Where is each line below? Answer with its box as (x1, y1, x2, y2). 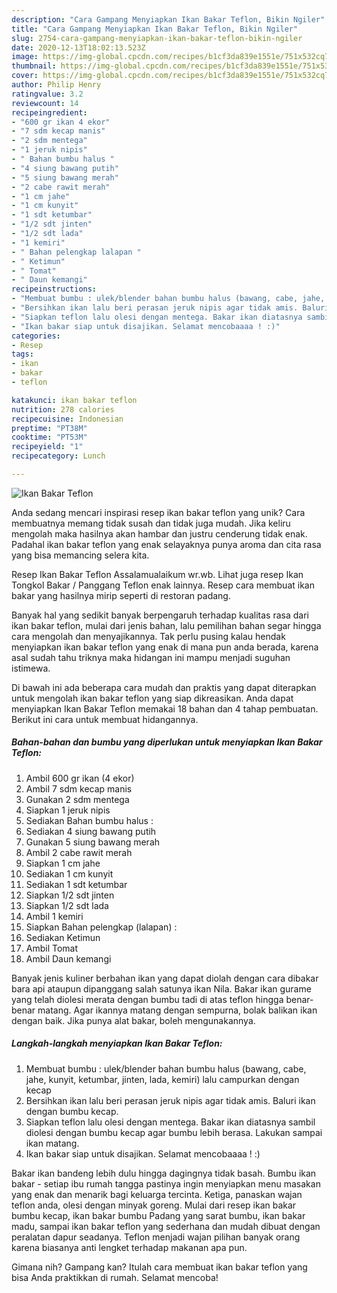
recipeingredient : (11, 107, 88, 118)
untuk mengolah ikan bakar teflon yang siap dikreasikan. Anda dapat (11, 692, 294, 704)
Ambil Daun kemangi (25, 952, 112, 965)
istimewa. (11, 662, 51, 674)
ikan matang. (25, 1137, 80, 1149)
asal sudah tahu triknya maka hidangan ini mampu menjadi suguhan (11, 651, 291, 663)
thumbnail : (11, 61, 57, 71)
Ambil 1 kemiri (25, 910, 84, 922)
